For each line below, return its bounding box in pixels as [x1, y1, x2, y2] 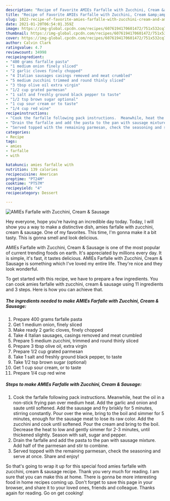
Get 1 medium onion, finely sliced [13, 322, 82, 328]
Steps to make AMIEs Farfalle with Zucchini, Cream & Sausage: [6, 381, 142, 387]
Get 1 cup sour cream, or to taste [13, 365, 81, 371]
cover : [6, 36, 20, 41]
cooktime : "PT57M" [6, 181, 44, 186]
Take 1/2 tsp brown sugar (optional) [13, 359, 87, 365]
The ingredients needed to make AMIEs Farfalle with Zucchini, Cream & [6, 298, 159, 304]
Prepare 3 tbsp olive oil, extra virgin [13, 343, 87, 349]
